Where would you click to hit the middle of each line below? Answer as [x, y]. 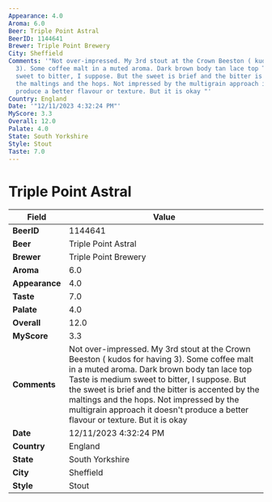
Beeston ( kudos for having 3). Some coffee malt [161, 359]
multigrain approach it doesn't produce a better [159, 410]
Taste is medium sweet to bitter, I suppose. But [157, 380]
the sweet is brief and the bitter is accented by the [164, 389]
